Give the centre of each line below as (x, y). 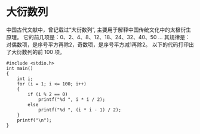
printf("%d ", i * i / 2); (72, 99)
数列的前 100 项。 (44, 52)
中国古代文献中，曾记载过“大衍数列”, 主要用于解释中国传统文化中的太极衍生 (99, 30)
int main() (20, 68)
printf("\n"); (34, 120)
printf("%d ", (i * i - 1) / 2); (79, 110)
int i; (25, 79)
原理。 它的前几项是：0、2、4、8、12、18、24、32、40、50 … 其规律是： (99, 37)
